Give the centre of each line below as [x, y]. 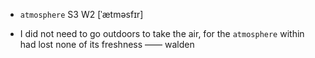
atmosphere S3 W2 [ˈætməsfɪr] [81, 14]
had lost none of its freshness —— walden [107, 44]
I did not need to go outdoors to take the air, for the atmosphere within [162, 33]
